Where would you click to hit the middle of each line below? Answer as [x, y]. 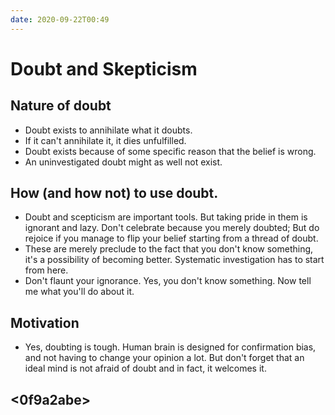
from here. [46, 270]
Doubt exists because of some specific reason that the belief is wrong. [170, 151]
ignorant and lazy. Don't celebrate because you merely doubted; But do [172, 228]
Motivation [45, 322]
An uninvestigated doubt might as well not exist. [123, 162]
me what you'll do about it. [79, 292]
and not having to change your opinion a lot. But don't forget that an [164, 358]
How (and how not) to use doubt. [114, 193]
